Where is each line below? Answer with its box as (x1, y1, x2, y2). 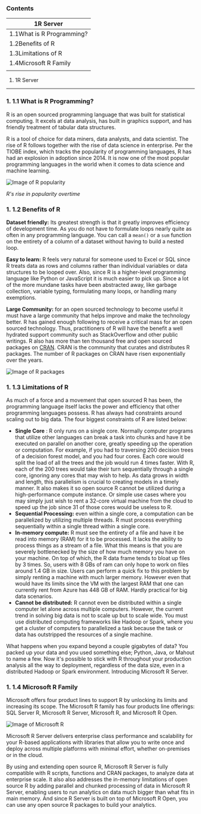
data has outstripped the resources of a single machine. (14, 631, 153, 639)
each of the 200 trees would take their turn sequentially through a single (14, 465, 193, 473)
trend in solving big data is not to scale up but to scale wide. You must (14, 612, 188, 619)
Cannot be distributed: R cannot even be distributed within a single (14, 599, 182, 606)
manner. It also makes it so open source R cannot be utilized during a (14, 485, 185, 492)
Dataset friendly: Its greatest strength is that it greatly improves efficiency (6, 219, 190, 226)
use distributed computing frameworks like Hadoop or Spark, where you (14, 618, 193, 625)
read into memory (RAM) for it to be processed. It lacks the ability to (14, 535, 182, 543)
